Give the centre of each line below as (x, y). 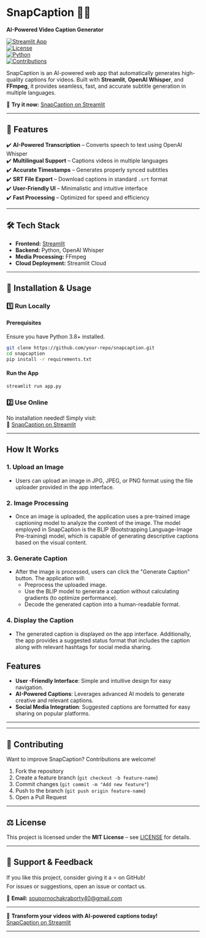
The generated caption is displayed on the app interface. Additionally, (103, 634)
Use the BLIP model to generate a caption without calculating (102, 591)
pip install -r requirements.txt (49, 359)
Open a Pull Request (41, 797)
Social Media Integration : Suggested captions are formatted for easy (103, 707)
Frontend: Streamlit (40, 243)
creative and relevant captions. (54, 701)
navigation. (29, 687)
